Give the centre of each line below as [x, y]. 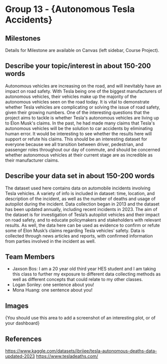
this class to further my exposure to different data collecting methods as [86, 274]
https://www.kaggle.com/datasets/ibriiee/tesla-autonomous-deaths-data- [81, 351]
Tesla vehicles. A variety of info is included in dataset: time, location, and [80, 193]
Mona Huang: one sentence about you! [52, 290]
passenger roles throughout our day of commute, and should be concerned [83, 149]
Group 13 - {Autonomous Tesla [70, 9]
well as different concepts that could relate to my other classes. [78, 279]
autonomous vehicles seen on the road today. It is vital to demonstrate [77, 101]
